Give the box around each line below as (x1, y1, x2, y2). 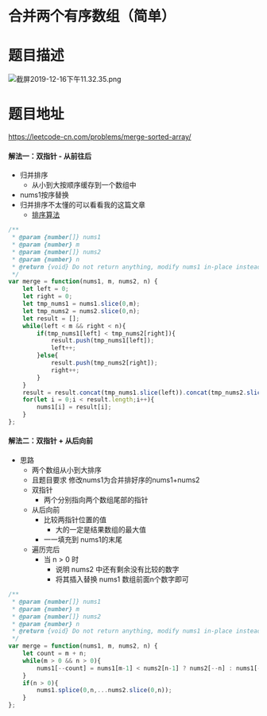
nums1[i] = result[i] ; (37, 403, 112, 412)
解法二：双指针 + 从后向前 (8, 436, 94, 446)
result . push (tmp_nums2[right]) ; (50, 359, 158, 367)
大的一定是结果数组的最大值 (55, 525, 147, 535)
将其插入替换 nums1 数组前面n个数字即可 (55, 575, 189, 584)
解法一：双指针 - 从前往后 (8, 151, 92, 161)
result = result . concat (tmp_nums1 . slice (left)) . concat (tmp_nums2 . (22, 389, 247, 397)
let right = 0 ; (22, 292, 73, 300)
